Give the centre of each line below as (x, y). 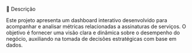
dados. (14, 45)
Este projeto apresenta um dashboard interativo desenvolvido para (87, 20)
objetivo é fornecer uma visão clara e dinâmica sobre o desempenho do (93, 33)
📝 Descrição (21, 9)
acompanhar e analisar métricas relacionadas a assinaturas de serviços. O (96, 27)
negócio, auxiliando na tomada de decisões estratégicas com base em (91, 39)
